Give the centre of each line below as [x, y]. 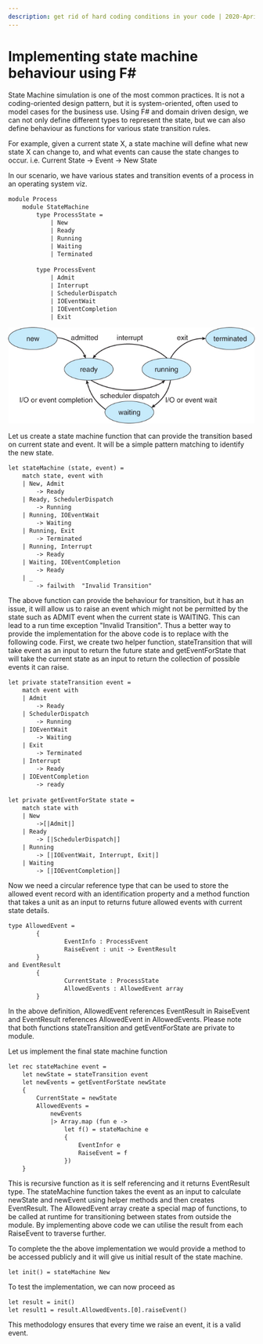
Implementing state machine [103, 56]
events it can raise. [38, 667]
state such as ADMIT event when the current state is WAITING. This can [124, 617]
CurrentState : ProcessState [111, 981]
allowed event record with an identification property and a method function [129, 893]
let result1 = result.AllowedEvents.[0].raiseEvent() [98, 1310]
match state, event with [63, 476]
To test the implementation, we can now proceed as [92, 1287]
